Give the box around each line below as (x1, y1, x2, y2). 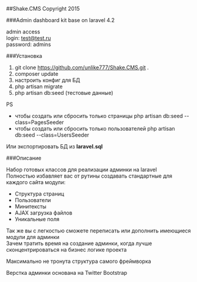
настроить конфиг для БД (14, 77, 81, 83)
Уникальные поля (14, 216, 59, 222)
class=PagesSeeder (14, 119, 64, 126)
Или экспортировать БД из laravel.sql (6, 143, 103, 150)
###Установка (6, 52, 43, 59)
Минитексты (14, 203, 46, 210)
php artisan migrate (14, 83, 63, 90)
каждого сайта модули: (6, 179, 66, 185)
